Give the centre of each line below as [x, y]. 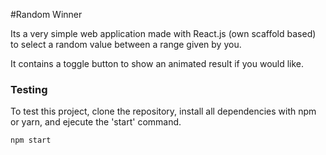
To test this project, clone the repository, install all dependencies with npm [163, 111]
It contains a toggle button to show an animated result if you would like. [157, 63]
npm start [31, 140]
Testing [29, 89]
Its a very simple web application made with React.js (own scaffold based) [163, 33]
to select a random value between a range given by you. [126, 44]
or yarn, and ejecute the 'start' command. [96, 122]
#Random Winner [46, 14]
